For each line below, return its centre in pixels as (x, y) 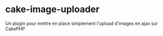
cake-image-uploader (52, 9)
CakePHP (15, 28)
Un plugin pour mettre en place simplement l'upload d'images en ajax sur (82, 23)
